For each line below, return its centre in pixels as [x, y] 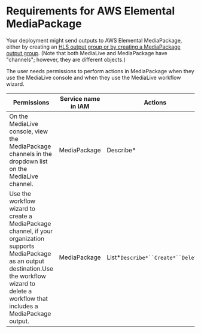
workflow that [28, 298]
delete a [21, 291]
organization [27, 238]
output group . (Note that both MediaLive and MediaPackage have [87, 53]
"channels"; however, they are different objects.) [66, 59]
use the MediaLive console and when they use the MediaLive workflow [94, 77]
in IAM [80, 106]
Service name [80, 98]
